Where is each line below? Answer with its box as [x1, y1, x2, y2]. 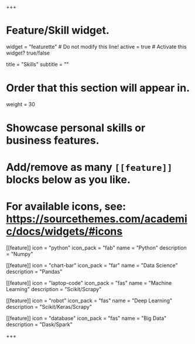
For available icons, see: [6, 200, 126, 213]
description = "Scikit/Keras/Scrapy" [6, 303, 93, 311]
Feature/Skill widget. [6, 24, 110, 37]
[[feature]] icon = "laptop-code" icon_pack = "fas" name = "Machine [6, 279, 172, 286]
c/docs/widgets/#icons [6, 225, 123, 238]
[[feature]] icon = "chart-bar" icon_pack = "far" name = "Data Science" [6, 262, 178, 269]
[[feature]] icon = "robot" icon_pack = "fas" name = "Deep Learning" [6, 297, 173, 304]
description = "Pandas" [6, 268, 63, 275]
